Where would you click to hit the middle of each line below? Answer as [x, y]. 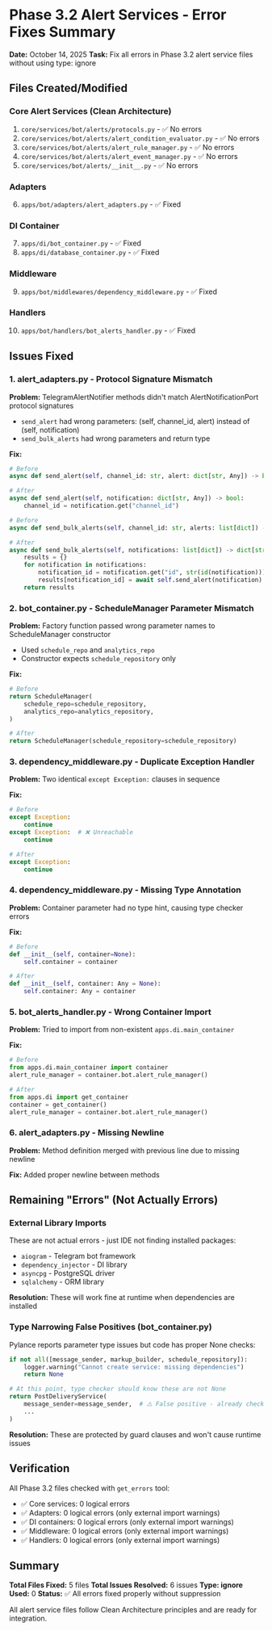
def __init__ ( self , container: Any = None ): [85, 984]
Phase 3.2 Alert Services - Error [118, 15]
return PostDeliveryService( [58, 1397]
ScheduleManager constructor [60, 635]
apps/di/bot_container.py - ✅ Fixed [81, 243]
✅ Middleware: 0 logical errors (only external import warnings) [125, 1531]
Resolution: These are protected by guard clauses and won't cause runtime [135, 1434]
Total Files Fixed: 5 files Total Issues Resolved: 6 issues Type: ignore [126, 1585]
